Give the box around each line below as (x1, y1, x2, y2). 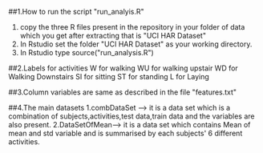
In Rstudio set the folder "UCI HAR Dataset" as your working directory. (19, 39, 253, 49)
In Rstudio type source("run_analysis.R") (19, 48, 154, 57)
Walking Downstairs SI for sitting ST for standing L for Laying (8, 72, 210, 81)
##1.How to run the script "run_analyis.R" (8, 7, 144, 16)
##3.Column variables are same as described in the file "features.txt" (8, 87, 237, 97)
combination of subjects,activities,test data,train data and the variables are (8, 111, 255, 121)
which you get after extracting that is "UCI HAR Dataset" (19, 31, 207, 40)
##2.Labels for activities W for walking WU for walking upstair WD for (8, 63, 238, 73)
